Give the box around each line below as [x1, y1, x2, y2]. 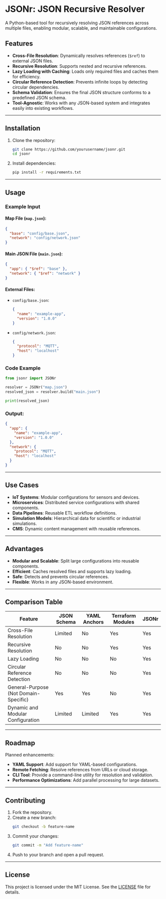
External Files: [5, 286, 36, 292]
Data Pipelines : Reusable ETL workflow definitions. [12, 510, 117, 516]
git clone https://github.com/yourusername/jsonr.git [12, 147, 125, 152]
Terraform [111, 613, 136, 619]
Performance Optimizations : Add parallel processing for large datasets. [12, 777, 160, 783]
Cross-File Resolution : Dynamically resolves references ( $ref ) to [12, 52, 145, 58]
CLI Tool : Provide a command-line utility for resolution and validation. [12, 772, 154, 778]
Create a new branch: [12, 815, 57, 821]
